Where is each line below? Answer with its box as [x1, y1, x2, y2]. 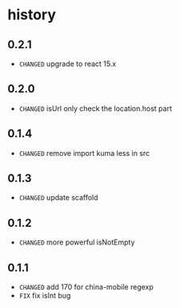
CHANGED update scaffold [18, 193, 98, 203]
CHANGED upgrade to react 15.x [18, 59, 117, 68]
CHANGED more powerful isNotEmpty [18, 237, 135, 247]
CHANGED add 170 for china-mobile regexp [18, 282, 154, 292]
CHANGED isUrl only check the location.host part [18, 103, 173, 113]
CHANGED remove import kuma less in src [18, 148, 150, 158]
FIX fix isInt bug [18, 291, 71, 301]
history [7, 6, 57, 24]
